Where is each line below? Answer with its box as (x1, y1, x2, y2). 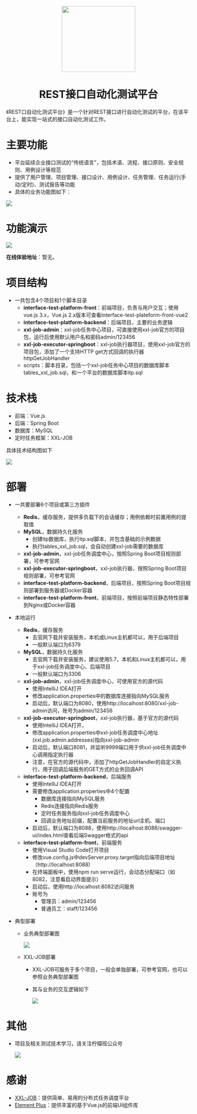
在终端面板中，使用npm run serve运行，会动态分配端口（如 (32, 868, 175, 875)
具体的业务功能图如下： (14, 188, 72, 195)
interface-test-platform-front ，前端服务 (23, 839, 123, 846)
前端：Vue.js (14, 412, 46, 419)
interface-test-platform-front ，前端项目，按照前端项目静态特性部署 (23, 594, 189, 601)
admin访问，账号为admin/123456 (32, 707, 113, 714)
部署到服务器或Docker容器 (28, 587, 93, 594)
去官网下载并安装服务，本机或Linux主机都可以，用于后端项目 (32, 634, 179, 641)
